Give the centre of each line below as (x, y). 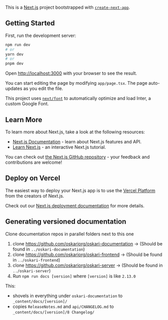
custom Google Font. (27, 104)
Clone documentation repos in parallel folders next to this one (70, 234)
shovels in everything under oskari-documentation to (68, 296)
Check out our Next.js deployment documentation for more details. (75, 205)
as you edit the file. (43, 89)
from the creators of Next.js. (35, 196)
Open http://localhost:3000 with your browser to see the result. (71, 74)
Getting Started (30, 23)
